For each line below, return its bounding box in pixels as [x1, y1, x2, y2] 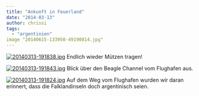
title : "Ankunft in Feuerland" [6, 8, 85, 15]
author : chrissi [6, 20, 47, 26]
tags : [6, 25, 20, 32]
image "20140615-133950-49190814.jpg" [6, 37, 103, 43]
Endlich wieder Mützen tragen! [66, 53, 142, 60]
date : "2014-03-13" [6, 14, 55, 20]
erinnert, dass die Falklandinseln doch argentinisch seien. [6, 83, 149, 90]
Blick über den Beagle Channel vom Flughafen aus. [67, 65, 194, 72]
